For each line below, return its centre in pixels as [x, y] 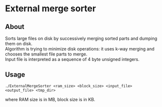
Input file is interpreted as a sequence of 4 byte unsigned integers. [72, 59]
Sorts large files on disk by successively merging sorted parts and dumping [81, 38]
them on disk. [19, 44]
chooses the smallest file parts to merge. [46, 54]
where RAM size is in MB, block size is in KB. [50, 99]
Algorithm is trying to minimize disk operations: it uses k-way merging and [80, 49]
